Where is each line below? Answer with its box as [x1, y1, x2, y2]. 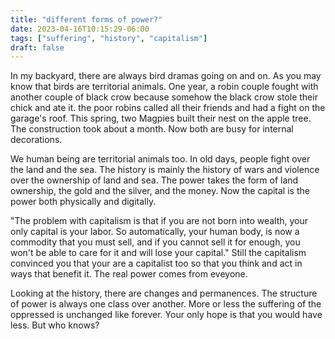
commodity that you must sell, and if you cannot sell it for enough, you [10, 236, 301, 248]
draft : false [10, 42, 65, 53]
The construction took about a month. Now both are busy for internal [10, 123, 294, 135]
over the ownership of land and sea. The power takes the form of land [10, 174, 299, 186]
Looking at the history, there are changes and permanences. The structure [10, 287, 318, 300]
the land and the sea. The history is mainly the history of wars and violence [10, 164, 320, 176]
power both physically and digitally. [10, 196, 157, 208]
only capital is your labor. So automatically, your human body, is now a [10, 226, 300, 238]
